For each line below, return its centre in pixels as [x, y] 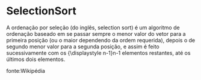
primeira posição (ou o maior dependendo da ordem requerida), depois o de [101, 40]
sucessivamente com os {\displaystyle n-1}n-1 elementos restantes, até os [98, 53]
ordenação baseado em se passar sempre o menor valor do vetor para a [96, 33]
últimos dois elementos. [36, 59]
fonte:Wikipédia [26, 70]
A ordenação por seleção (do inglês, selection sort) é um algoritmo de [93, 27]
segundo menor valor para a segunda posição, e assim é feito [83, 47]
